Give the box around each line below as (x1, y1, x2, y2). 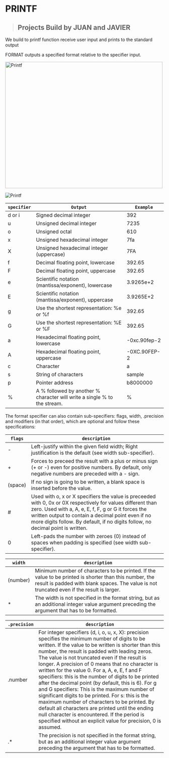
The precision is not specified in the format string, (38, 732, 156, 739)
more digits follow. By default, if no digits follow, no (31, 518, 152, 525)
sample (126, 371, 144, 378)
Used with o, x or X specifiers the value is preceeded (31, 493, 156, 500)
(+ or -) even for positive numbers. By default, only (31, 464, 152, 471)
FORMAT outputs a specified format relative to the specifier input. (5, 52, 142, 58)
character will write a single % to (36, 394, 113, 400)
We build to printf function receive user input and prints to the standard (5, 36, 152, 42)
